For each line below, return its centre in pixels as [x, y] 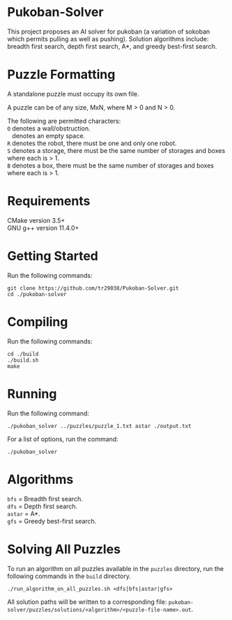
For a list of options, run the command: [63, 439]
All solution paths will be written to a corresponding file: [87, 602]
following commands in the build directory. [69, 576]
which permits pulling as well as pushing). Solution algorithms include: [108, 38]
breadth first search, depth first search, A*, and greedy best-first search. [112, 46]
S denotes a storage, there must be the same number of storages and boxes [116, 150]
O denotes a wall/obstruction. [49, 128]
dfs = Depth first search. [42, 506]
